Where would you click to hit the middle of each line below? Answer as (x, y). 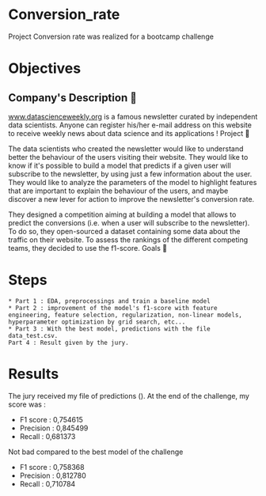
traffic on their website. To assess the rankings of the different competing (128, 240)
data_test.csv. (33, 335)
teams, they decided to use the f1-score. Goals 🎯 (88, 248)
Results (34, 374)
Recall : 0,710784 (47, 483)
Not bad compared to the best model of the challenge (96, 452)
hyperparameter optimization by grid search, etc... (97, 322)
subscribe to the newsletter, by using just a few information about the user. (130, 174)
